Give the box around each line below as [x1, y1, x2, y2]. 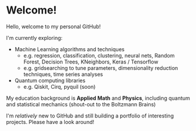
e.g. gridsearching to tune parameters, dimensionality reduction [23, 64, 178, 71]
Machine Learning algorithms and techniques [14, 45, 125, 53]
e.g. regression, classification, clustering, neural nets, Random [23, 52, 175, 59]
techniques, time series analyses [23, 70, 103, 78]
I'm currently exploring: [6, 34, 63, 41]
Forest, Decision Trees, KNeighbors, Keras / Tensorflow [23, 58, 159, 65]
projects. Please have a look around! [6, 118, 95, 125]
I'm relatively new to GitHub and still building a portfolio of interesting [6, 112, 174, 119]
